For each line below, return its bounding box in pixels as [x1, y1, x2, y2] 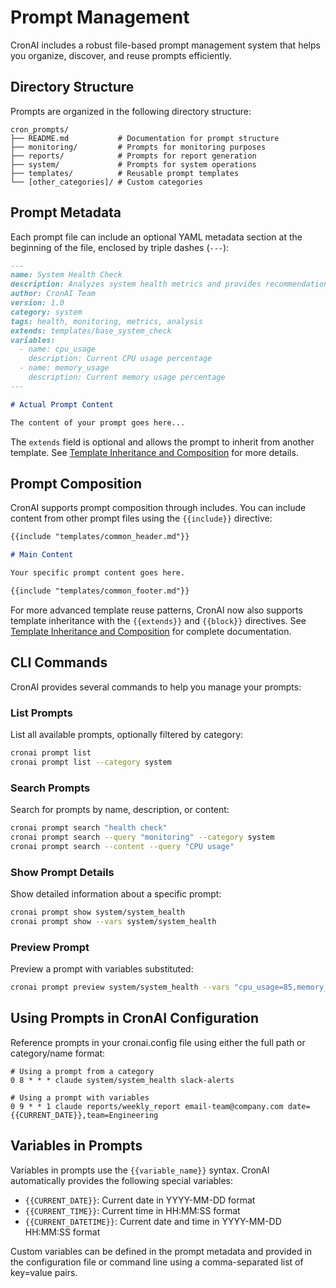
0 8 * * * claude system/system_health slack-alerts [10, 1075, 235, 1085]
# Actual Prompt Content [10, 399, 114, 410]
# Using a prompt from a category [10, 1066, 155, 1076]
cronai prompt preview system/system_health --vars [10, 982, 230, 992]
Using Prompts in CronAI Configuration [10, 1010, 259, 1027]
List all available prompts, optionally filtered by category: [10, 728, 244, 740]
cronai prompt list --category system [10, 757, 172, 767]
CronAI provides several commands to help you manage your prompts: [10, 681, 302, 693]
